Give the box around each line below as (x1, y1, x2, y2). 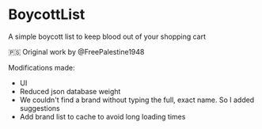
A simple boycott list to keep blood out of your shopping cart (8, 32, 207, 41)
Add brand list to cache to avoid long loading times (19, 112, 186, 121)
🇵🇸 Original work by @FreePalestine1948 (8, 47, 145, 56)
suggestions (19, 103, 61, 112)
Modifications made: (8, 63, 75, 72)
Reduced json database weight (19, 86, 121, 96)
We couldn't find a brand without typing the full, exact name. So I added (19, 95, 255, 104)
